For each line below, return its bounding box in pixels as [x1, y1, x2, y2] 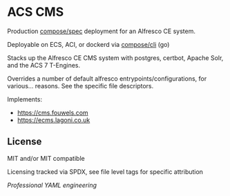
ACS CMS [7, 4, 64, 20]
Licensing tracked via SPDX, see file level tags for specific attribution [7, 167, 204, 176]
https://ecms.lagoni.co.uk [17, 115, 90, 124]
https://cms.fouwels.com [17, 108, 88, 117]
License [7, 136, 42, 148]
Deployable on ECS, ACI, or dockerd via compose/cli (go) [7, 40, 170, 48]
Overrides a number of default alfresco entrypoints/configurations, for [7, 74, 207, 83]
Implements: [7, 95, 43, 104]
